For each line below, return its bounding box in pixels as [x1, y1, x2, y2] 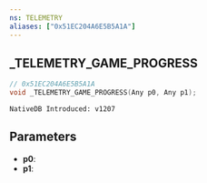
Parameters [9, 129, 77, 145]
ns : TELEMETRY [9, 13, 64, 23]
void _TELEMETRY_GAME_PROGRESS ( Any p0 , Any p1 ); [9, 88, 197, 97]
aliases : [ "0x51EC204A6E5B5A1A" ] [9, 22, 136, 31]
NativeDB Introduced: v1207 [9, 105, 116, 114]
